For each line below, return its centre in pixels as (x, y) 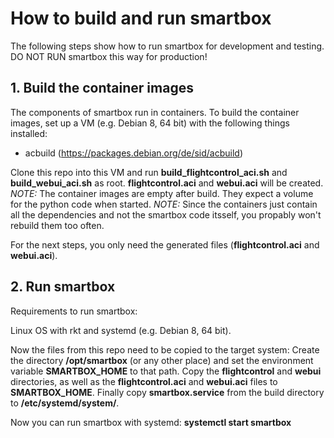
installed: (29, 133)
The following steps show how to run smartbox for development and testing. (167, 46)
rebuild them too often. (57, 225)
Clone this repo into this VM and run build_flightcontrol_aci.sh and (149, 172)
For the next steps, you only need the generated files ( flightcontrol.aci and (165, 244)
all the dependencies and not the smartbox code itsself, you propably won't (166, 214)
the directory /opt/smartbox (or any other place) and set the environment (162, 360)
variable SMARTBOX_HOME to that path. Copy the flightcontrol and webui (166, 371)
